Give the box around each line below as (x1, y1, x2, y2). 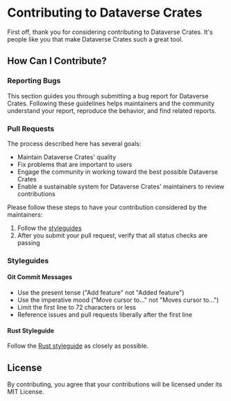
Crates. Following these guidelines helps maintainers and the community (7, 99, 215, 107)
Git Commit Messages (7, 273, 73, 281)
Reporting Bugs (7, 76, 61, 86)
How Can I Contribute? (7, 55, 108, 67)
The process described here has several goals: (7, 139, 142, 148)
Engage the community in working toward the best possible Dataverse (17, 168, 219, 176)
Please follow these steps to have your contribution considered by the (7, 203, 207, 211)
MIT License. (7, 388, 44, 396)
